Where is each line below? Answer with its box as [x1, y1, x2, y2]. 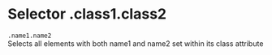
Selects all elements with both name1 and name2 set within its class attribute [7, 38, 264, 49]
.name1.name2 [7, 32, 52, 40]
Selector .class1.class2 [7, 5, 167, 23]
